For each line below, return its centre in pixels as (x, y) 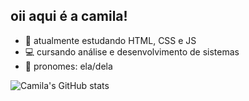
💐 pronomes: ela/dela (68, 66)
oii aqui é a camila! (69, 16)
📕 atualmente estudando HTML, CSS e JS (110, 40)
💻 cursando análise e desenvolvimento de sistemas (132, 51)
